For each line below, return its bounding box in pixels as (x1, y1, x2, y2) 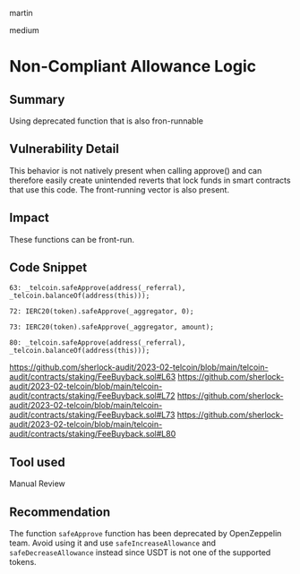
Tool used (9, 454, 65, 469)
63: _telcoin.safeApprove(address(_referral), (9, 284, 186, 293)
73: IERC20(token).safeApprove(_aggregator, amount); (9, 322, 215, 332)
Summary (9, 91, 65, 107)
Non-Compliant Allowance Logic (9, 56, 257, 77)
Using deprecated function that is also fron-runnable (9, 116, 204, 126)
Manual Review (9, 478, 65, 489)
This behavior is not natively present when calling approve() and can (9, 165, 262, 176)
